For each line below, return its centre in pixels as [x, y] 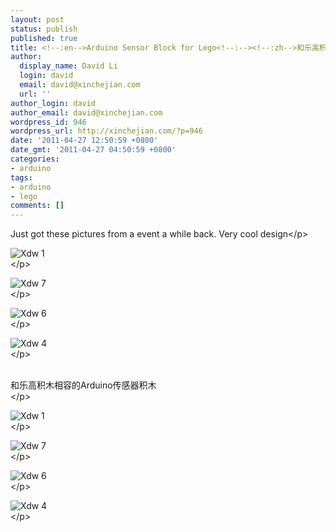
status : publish [44, 29]
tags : [21, 177]
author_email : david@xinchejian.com [86, 112]
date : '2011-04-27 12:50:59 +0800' [84, 141]
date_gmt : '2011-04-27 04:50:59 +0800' [93, 150]
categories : [35, 159]
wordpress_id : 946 [48, 122]
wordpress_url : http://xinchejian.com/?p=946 [106, 131]
